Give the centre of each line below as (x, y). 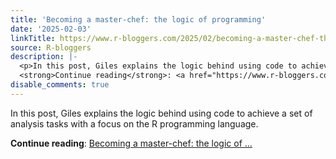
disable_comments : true (60, 85)
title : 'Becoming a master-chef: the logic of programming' (138, 19)
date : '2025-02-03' (51, 29)
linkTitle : (33, 38)
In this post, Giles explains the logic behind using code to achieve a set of (161, 113)
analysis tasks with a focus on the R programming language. (134, 123)
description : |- (44, 57)
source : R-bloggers (51, 47)
